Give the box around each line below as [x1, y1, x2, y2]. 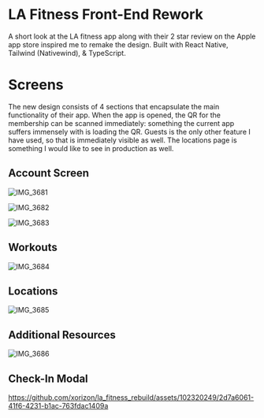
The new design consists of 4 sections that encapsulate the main [8, 102, 220, 111]
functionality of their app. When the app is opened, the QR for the [8, 110, 221, 120]
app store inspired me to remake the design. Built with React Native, [8, 39, 229, 49]
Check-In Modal [8, 372, 88, 385]
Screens [8, 76, 64, 94]
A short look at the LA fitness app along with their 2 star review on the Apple [8, 31, 256, 41]
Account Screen [8, 167, 89, 180]
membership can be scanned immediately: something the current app [8, 118, 235, 128]
